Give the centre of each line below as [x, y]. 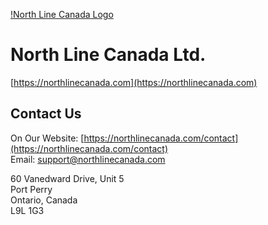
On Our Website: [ [47, 138]
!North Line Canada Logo [62, 14]
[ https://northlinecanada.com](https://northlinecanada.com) [134, 82]
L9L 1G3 [27, 210]
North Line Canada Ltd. [108, 55]
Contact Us [46, 114]
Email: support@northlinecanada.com [88, 159]
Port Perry [31, 189]
